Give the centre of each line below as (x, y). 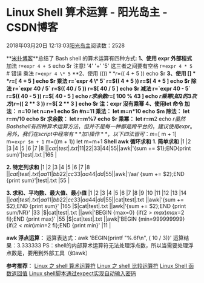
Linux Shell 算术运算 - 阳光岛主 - (87, 12)
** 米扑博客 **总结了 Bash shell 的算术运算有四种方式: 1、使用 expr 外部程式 (99, 58)
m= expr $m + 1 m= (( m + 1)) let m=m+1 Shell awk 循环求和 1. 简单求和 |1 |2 (99, 141)
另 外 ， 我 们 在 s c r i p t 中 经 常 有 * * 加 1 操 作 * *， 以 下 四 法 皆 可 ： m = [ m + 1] (91, 134)
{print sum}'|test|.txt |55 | (38, 180)
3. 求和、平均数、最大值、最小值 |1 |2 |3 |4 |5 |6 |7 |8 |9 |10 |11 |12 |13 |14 (97, 193)
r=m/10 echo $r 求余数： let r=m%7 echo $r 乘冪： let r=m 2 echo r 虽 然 (96, 119)
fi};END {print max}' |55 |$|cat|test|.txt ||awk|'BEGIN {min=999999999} (96, 219)
